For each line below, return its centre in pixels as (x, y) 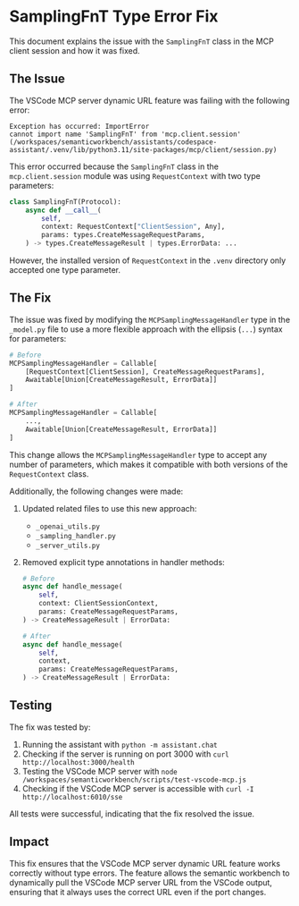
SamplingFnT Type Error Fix (114, 17)
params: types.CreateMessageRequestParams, (123, 235)
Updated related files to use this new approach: (109, 508)
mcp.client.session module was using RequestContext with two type (135, 175)
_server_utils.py (68, 546)
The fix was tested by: (50, 727)
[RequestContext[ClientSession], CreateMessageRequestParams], (145, 372)
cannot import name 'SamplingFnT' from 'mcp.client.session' (125, 134)
